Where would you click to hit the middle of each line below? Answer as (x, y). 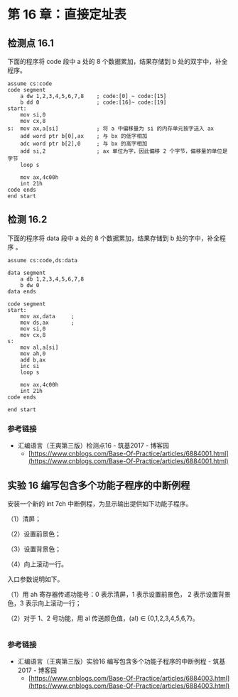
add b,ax (33, 360)
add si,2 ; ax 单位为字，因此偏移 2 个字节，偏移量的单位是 (124, 151)
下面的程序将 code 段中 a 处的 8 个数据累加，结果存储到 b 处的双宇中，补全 (118, 61)
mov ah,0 (33, 353)
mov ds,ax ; (47, 323)
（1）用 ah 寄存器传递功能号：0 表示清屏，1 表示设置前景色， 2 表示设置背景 (119, 594)
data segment (27, 273)
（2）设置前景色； (34, 534)
